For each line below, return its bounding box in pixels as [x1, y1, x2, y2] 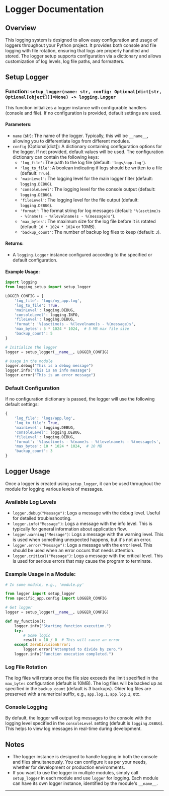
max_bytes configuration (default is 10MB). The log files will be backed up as [5, 680, 162, 686]
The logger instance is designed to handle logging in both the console [12, 754, 157, 760]
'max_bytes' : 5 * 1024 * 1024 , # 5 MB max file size [14, 326, 129, 331]
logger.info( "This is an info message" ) [5, 368, 92, 373]
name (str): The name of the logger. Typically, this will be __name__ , [12, 132, 148, 139]
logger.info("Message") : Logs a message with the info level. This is [12, 520, 152, 527]
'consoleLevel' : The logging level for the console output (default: [20, 186, 156, 192]
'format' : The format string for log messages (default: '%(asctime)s [20, 208, 161, 214]
